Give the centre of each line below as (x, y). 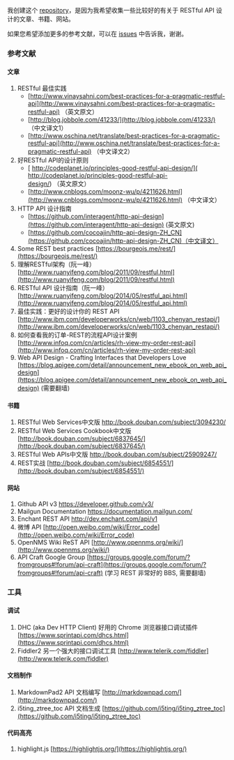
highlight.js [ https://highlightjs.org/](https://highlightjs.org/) (102, 749)
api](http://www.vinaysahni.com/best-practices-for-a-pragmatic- (122, 104)
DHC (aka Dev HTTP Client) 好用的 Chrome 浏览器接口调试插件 (108, 627)
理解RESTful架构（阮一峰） (56, 264)
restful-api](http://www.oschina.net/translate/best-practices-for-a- (124, 143)
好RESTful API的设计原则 (53, 160)
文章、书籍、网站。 (47, 19)
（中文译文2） (113, 151)
